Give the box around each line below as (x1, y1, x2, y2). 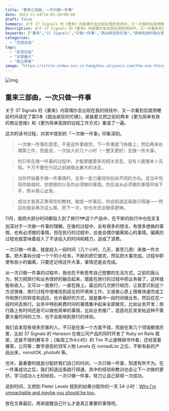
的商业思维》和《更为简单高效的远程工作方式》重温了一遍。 (5, 120, 129, 126)
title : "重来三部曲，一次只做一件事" (5, 7, 74, 13)
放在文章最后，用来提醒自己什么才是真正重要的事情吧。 (5, 400, 120, 406)
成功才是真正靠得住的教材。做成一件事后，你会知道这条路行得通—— (17, 198, 159, 204)
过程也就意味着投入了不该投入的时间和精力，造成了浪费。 (5, 236, 124, 242)
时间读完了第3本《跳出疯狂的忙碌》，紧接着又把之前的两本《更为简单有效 (9, 114, 160, 120)
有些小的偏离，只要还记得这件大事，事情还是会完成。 (9, 259, 120, 265)
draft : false (5, 17, 33, 22)
